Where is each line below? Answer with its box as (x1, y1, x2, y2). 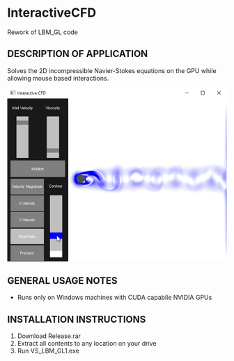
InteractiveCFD (7, 5, 96, 21)
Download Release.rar (17, 332, 81, 340)
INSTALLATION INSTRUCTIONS (7, 313, 146, 325)
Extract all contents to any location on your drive (17, 339, 157, 348)
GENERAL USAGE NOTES (7, 275, 118, 287)
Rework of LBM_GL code (7, 28, 78, 36)
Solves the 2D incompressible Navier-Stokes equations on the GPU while (7, 66, 217, 74)
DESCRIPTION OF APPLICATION (7, 48, 148, 60)
